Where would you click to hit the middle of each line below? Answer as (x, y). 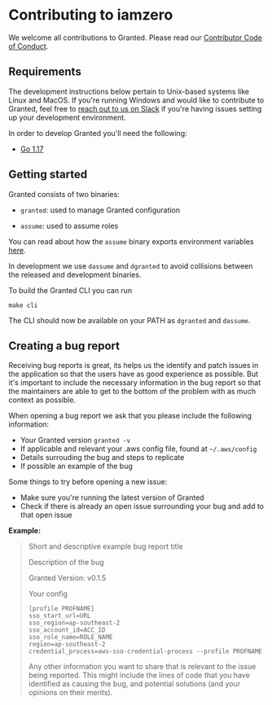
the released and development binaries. (75, 274)
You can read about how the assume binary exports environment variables (131, 241)
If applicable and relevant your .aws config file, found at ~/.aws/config (138, 449)
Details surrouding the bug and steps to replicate (102, 458)
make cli (23, 305)
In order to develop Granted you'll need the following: (98, 133)
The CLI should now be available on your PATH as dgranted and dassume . (129, 320)
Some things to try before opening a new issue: (88, 482)
